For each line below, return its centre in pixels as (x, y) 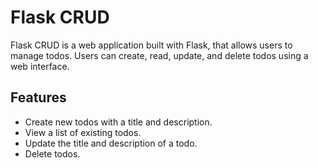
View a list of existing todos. (83, 132)
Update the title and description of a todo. (111, 143)
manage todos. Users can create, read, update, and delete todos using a (159, 55)
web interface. (40, 66)
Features (38, 97)
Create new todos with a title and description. (118, 122)
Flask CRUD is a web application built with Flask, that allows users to (151, 45)
